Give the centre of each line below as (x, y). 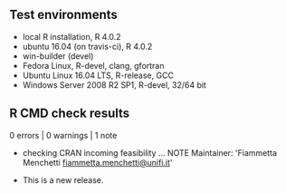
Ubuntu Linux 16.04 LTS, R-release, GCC (98, 75)
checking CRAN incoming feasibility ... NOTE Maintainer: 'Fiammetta (150, 152)
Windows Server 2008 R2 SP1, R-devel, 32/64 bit (114, 84)
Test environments (63, 15)
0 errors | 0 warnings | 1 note (63, 135)
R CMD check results (70, 114)
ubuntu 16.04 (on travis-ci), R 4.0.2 (87, 46)
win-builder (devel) (58, 56)
